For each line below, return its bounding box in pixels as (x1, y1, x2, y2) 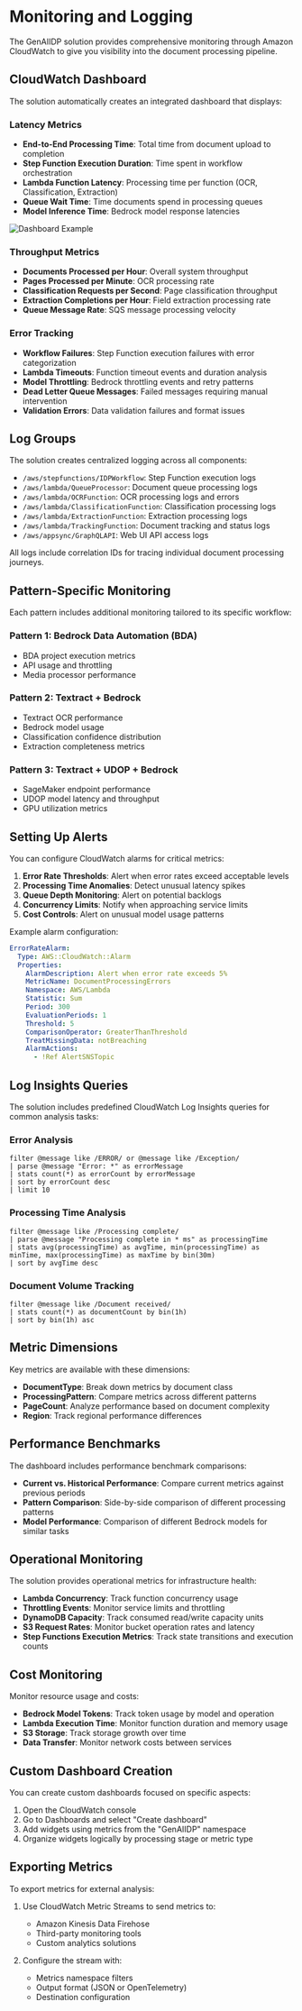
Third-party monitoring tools (35, 1927, 142, 1939)
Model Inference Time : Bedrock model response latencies (22, 206, 241, 217)
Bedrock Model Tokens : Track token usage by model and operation (22, 1708, 275, 1719)
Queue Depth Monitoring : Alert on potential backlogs (22, 890, 223, 900)
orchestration (22, 168, 73, 178)
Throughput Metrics (9, 245, 100, 258)
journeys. (9, 557, 45, 568)
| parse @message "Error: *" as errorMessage (9, 1162, 183, 1171)
